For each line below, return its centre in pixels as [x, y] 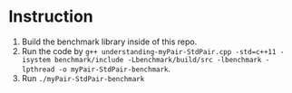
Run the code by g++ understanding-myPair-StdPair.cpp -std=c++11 [149, 51]
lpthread [38, 70]
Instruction [51, 17]
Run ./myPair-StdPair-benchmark [83, 78]
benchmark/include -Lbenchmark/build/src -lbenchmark [158, 60]
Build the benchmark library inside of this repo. [109, 42]
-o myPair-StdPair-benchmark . [115, 69]
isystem [36, 60]
